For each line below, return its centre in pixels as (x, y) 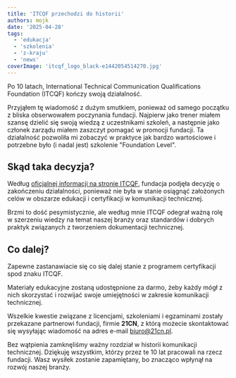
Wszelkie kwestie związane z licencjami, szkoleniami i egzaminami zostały (115, 316)
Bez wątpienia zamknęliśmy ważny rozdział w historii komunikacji (102, 345)
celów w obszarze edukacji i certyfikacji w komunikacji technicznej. (105, 199)
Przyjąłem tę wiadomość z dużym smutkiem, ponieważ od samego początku (118, 107)
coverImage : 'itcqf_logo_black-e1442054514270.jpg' (85, 66)
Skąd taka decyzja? (51, 167)
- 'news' (26, 60)
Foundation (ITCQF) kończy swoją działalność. (75, 94)
